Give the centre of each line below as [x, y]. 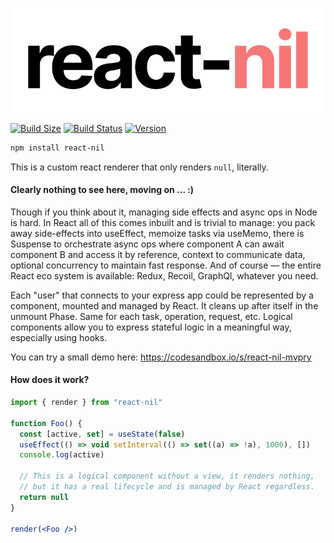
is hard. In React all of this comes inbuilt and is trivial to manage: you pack [163, 222]
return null [44, 497]
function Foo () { [46, 423]
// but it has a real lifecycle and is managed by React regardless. [167, 487]
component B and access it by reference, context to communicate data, [158, 254]
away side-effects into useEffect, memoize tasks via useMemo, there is [157, 233]
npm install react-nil [57, 148]
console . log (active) [62, 455]
